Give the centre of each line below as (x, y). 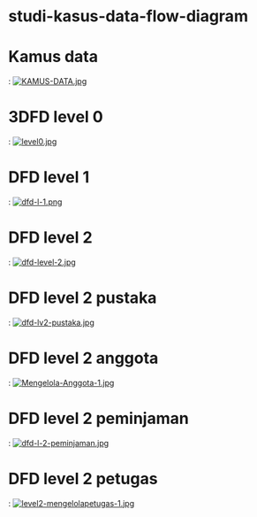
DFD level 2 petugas (83, 478)
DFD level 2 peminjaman (98, 419)
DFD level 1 (49, 177)
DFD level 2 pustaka (83, 298)
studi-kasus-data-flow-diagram (128, 16)
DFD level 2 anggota (83, 358)
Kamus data (53, 57)
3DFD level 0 (56, 117)
